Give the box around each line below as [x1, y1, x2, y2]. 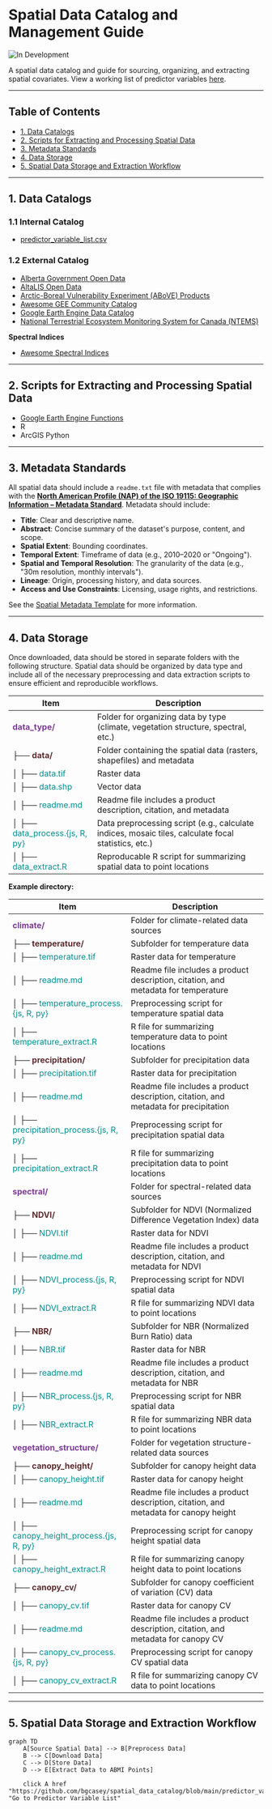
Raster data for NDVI [130, 1228, 209, 1239]
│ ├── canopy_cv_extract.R [12, 1675, 117, 1686]
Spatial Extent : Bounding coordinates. [19, 541, 148, 551]
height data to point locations [130, 1564, 242, 1575]
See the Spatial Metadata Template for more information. [8, 600, 198, 610]
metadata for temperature [130, 985, 229, 996]
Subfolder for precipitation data [130, 1054, 250, 1066]
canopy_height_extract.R [12, 1564, 107, 1575]
